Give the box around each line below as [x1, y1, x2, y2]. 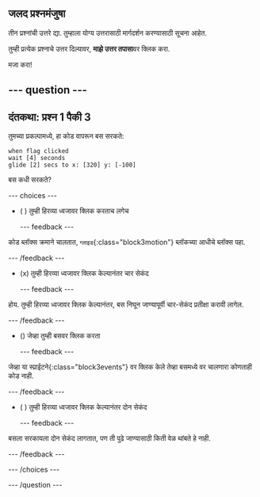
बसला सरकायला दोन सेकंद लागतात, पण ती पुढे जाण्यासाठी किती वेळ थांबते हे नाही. [8, 434, 212, 443]
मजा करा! [8, 59, 32, 69]
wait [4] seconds [8, 155, 66, 162]
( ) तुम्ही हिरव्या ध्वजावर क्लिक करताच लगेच [19, 206, 129, 216]
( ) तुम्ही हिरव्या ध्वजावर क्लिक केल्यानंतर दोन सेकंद [19, 403, 147, 412]
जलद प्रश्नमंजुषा [8, 7, 66, 21]
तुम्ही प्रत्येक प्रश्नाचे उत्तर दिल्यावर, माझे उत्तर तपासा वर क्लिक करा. [8, 44, 170, 53]
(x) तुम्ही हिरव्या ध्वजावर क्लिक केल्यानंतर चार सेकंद [19, 269, 149, 278]
